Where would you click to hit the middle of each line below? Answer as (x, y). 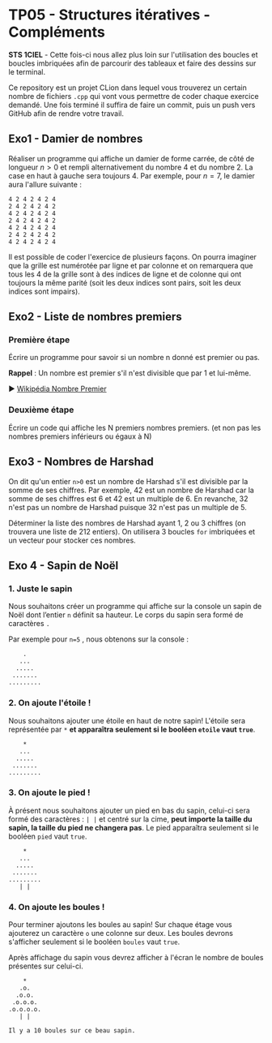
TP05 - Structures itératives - (109, 15)
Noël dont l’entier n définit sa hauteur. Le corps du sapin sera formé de (126, 615)
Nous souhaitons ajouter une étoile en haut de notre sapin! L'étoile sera (127, 720)
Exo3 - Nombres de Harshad (81, 462)
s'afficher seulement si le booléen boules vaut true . (94, 942)
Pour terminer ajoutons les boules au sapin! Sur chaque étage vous (120, 925)
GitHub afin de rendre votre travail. (66, 113)
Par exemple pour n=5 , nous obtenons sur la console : (98, 639)
